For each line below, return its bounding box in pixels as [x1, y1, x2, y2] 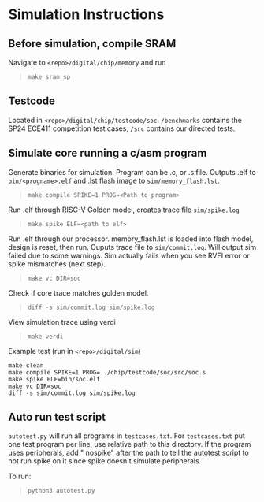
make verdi [27, 333, 64, 340]
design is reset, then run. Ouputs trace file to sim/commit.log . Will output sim [8, 242, 257, 251]
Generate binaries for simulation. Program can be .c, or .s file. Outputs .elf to [8, 167, 256, 177]
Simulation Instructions [8, 6, 165, 24]
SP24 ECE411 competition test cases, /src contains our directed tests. [8, 124, 236, 133]
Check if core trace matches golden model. [8, 288, 149, 297]
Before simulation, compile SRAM [8, 37, 177, 50]
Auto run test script [8, 411, 106, 424]
